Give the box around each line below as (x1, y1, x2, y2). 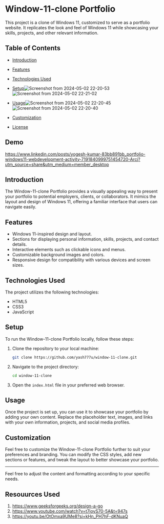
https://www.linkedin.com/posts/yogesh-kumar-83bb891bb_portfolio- (5, 151, 145, 157)
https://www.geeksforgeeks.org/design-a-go (12, 503, 103, 509)
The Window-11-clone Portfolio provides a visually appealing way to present (5, 189, 158, 194)
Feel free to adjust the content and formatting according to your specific (5, 471, 150, 477)
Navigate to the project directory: (12, 364, 79, 369)
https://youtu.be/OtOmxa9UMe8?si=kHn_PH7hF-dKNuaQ (12, 513, 128, 519)
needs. (5, 476, 19, 482)
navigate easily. (5, 204, 37, 210)
